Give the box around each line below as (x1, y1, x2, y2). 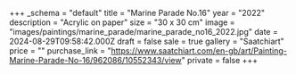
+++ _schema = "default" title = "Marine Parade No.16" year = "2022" (9, 8, 266, 18)
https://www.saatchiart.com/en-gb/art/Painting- (111, 45, 288, 56)
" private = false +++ (181, 55, 259, 65)
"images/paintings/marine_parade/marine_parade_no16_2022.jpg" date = (9, 27, 278, 37)
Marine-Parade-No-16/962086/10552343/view (9, 55, 182, 65)
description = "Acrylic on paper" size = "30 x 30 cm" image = (9, 17, 235, 28)
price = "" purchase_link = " (9, 45, 111, 56)
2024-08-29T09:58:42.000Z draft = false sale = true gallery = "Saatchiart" (9, 36, 285, 46)
